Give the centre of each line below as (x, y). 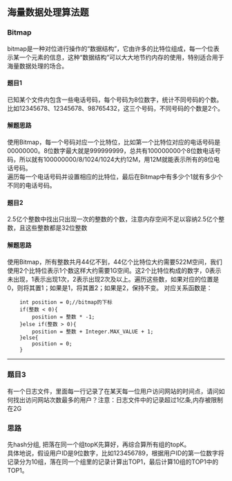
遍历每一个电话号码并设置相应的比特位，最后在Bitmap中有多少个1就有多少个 (115, 177)
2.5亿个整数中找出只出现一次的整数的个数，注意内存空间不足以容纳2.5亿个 (113, 219)
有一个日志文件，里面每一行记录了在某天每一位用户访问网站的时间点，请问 (113, 391)
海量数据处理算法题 (48, 12)
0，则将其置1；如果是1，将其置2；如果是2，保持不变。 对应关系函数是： (110, 288)
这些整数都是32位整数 (56, 228)
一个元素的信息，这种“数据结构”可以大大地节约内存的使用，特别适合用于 (122, 57)
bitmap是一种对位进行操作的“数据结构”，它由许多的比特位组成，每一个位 (110, 48)
